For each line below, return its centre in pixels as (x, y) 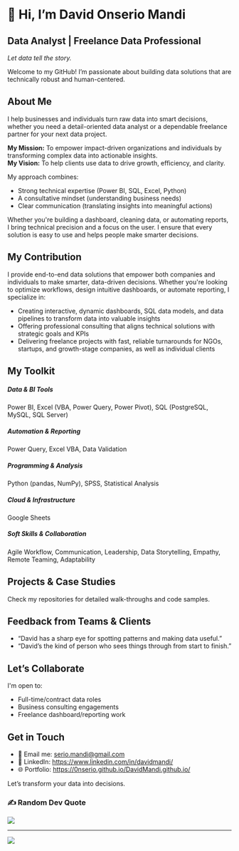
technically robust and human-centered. (67, 79)
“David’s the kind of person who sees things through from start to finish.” (124, 646)
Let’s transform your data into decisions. (67, 784)
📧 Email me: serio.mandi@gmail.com (71, 754)
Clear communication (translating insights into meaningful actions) (115, 205)
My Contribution (44, 257)
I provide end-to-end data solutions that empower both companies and (111, 274)
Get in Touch (36, 737)
